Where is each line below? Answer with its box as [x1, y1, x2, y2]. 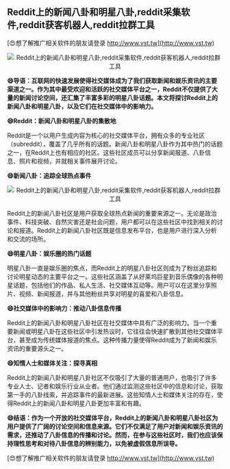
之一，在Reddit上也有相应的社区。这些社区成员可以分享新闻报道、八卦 [7, 148, 205, 156]
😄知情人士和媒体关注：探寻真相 [7, 359, 98, 367]
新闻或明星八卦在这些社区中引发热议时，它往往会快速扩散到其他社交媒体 [12, 327, 217, 335]
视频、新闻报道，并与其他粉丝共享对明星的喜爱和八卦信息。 [18, 290, 187, 298]
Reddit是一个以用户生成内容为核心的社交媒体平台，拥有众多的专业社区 [7, 131, 205, 139]
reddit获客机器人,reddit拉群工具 [19, 19, 155, 31]
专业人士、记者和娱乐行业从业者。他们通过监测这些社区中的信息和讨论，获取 [7, 382, 223, 390]
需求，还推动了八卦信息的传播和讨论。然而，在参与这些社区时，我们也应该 [7, 431, 217, 439]
